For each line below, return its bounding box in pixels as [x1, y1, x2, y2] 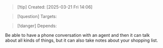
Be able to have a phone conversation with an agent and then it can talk [5, 32, 150, 38]
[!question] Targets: [17, 14, 57, 19]
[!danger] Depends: [17, 23, 57, 29]
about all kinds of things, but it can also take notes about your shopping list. [5, 37, 158, 43]
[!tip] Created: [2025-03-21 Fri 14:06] [17, 4, 93, 10]
